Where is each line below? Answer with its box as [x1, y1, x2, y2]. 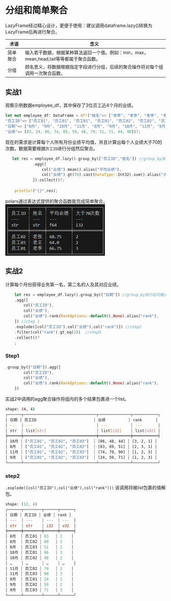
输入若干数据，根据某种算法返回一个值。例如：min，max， [24, 49, 149, 55]
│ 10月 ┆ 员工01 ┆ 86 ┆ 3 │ [5, 550, 74, 555]
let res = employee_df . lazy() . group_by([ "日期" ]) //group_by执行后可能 [14, 292, 164, 297]
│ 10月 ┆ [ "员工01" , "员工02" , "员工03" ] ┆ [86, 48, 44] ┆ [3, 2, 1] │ [5, 439, 158, 444]
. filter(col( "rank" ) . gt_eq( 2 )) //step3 [14, 329, 101, 335]
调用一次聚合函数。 [24, 70, 65, 76]
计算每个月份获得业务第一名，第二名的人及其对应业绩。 [5, 281, 121, 287]
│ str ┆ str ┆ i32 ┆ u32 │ [5, 523, 76, 528]
